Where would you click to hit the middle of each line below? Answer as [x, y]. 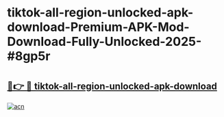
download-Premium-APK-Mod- [98, 27]
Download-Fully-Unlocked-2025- [104, 42]
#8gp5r [29, 56]
